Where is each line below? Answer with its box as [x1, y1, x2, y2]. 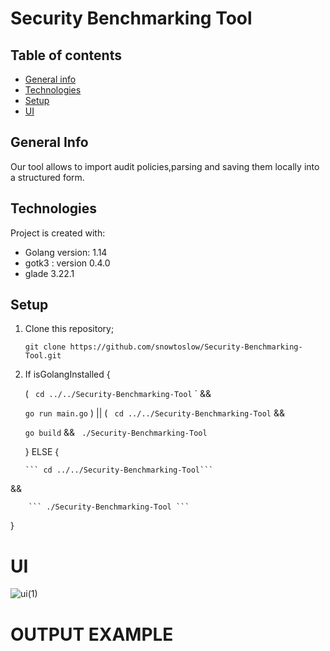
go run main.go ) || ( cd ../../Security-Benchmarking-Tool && [24, 407, 286, 419]
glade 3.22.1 [24, 267, 75, 279]
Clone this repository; [24, 323, 115, 335]
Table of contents [10, 47, 122, 64]
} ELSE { [24, 446, 60, 458]
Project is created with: [10, 227, 106, 239]
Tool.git [24, 351, 62, 361]
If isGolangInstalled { [24, 368, 111, 381]
